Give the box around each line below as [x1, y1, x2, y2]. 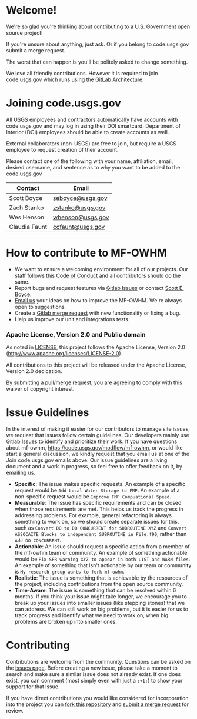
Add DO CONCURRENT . [14, 537, 62, 544]
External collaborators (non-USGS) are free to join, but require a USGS [6, 139, 177, 147]
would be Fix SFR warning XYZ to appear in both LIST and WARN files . [14, 555, 191, 562]
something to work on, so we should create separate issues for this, [14, 518, 179, 525]
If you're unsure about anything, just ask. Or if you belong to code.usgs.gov [6, 41, 189, 48]
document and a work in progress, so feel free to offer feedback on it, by [6, 463, 182, 470]
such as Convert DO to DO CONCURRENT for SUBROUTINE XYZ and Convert [14, 524, 187, 531]
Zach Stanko [9, 204, 44, 212]
